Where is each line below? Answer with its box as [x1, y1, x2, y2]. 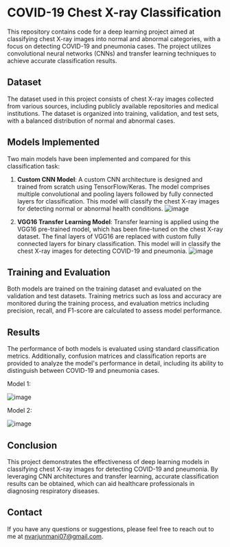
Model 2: [7, 406, 32, 415]
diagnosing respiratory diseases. [7, 487, 100, 495]
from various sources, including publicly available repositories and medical [7, 101, 218, 110]
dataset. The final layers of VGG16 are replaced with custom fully [16, 232, 201, 241]
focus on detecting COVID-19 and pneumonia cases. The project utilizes [7, 42, 211, 50]
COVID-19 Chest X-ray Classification [7, 5, 222, 21]
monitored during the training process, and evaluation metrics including [7, 300, 209, 308]
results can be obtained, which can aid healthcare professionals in [7, 480, 195, 487]
